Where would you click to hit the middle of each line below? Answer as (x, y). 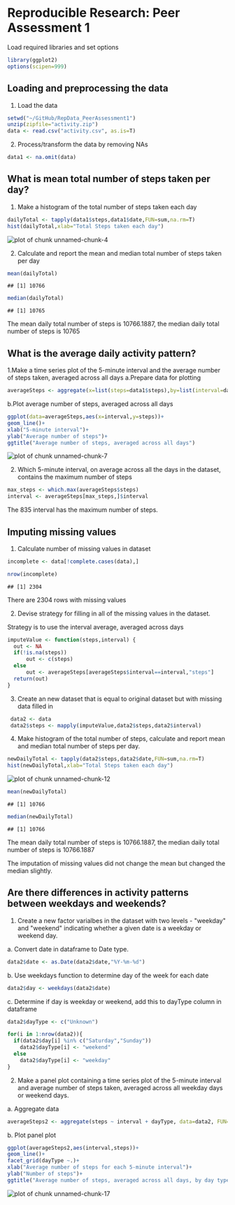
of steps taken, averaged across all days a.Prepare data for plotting (104, 378)
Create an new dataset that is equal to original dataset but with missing (120, 699)
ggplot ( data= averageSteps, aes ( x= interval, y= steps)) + (86, 417)
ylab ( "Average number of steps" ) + (58, 436)
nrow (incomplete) (33, 574)
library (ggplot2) (33, 60)
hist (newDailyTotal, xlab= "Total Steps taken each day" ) (90, 766)
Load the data (37, 105)
